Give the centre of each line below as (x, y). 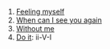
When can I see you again (59, 20)
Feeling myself (40, 12)
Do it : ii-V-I (34, 37)
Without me (35, 29)
